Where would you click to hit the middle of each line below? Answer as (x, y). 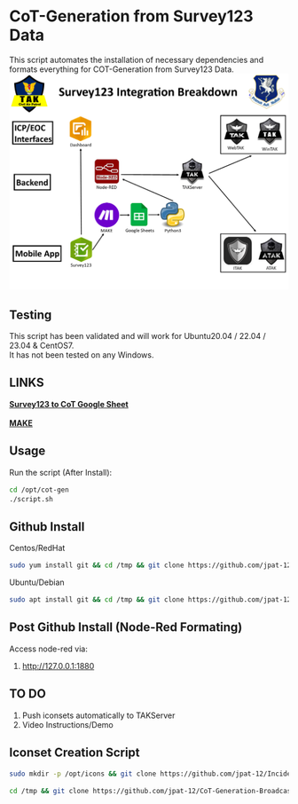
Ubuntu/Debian (37, 582)
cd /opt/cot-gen (39, 490)
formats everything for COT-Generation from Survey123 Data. (122, 69)
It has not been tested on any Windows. (82, 355)
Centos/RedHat (37, 548)
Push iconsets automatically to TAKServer (98, 715)
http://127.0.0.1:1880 (58, 666)
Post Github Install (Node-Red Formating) (126, 627)
